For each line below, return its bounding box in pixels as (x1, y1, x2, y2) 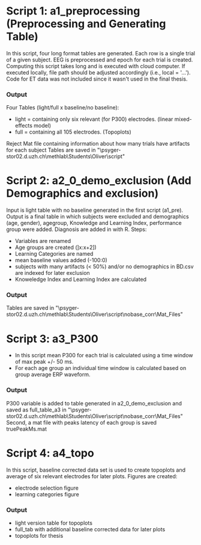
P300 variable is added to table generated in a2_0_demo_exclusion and (6, 399, 182, 407)
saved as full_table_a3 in (6, 406, 67, 413)
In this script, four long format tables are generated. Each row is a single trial (6, 49, 196, 57)
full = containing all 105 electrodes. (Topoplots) (14, 128, 132, 136)
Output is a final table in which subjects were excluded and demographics (6, 213, 189, 220)
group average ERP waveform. (14, 371, 91, 378)
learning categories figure (14, 490, 79, 497)
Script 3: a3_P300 (6, 332, 99, 345)
